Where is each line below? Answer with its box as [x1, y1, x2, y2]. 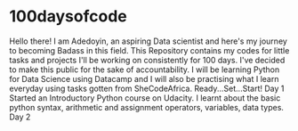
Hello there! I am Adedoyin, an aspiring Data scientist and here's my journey [9, 36, 287, 46]
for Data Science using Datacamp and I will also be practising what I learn [9, 73, 279, 84]
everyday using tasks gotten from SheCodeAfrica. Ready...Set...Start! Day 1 [9, 83, 285, 94]
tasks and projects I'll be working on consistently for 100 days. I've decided [9, 54, 286, 65]
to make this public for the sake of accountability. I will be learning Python [9, 64, 280, 75]
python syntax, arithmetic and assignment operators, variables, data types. [9, 102, 285, 112]
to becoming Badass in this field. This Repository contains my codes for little [9, 45, 290, 55]
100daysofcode [9, 6, 127, 27]
